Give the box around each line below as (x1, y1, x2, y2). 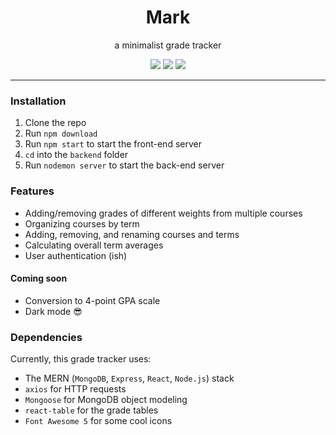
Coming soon (10, 272, 68, 285)
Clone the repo (24, 117, 87, 129)
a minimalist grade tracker (114, 39, 222, 51)
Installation (10, 94, 67, 108)
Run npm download (24, 127, 98, 140)
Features (10, 184, 55, 198)
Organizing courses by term (24, 217, 140, 230)
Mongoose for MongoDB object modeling (24, 394, 188, 406)
